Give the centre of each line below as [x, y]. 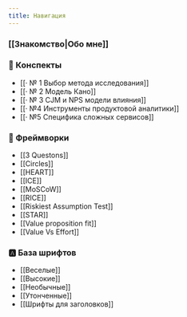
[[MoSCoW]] [40, 189]
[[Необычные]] [45, 287]
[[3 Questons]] [44, 155]
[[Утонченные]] [46, 296]
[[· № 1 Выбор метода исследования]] [84, 83]
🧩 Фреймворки [39, 137]
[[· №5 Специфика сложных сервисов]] [87, 116]
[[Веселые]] [40, 270]
